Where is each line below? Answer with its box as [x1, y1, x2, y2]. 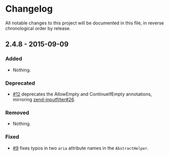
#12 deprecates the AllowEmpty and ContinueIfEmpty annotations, [12, 91, 152, 97]
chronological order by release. [5, 25, 71, 31]
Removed [5, 109, 30, 116]
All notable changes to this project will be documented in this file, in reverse [5, 20, 164, 26]
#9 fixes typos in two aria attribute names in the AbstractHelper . [12, 145, 149, 151]
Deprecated [5, 79, 36, 86]
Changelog [5, 3, 53, 15]
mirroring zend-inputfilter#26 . [12, 96, 75, 102]
